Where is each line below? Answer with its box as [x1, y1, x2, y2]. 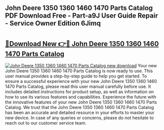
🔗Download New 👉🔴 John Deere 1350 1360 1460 [5, 39, 159, 48]
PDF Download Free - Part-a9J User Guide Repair [5, 12, 158, 20]
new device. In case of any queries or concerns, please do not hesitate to [5, 115, 154, 121]
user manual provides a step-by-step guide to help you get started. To [5, 73, 147, 79]
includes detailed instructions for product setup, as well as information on [5, 89, 154, 95]
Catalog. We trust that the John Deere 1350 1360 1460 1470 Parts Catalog [5, 104, 154, 110]
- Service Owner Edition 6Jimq [5, 19, 101, 27]
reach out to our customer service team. [5, 120, 87, 126]
